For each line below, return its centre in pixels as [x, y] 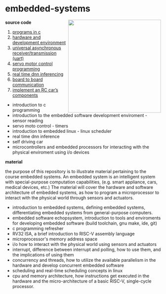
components [25, 95]
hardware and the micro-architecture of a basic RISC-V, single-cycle [82, 281]
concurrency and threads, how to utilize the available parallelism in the [84, 260]
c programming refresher [38, 228]
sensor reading [28, 120]
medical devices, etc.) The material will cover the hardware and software [79, 187]
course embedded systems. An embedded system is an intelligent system [80, 176]
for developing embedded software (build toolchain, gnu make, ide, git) [84, 223]
